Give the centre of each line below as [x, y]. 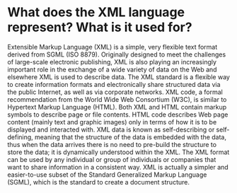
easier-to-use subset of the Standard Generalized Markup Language [107, 175]
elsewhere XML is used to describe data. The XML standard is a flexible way [118, 77]
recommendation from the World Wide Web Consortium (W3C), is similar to [117, 99]
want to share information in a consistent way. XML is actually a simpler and [118, 167]
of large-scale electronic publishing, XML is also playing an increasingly [112, 62]
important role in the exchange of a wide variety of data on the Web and [112, 69]
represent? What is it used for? [100, 27]
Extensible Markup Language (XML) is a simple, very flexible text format [112, 47]
